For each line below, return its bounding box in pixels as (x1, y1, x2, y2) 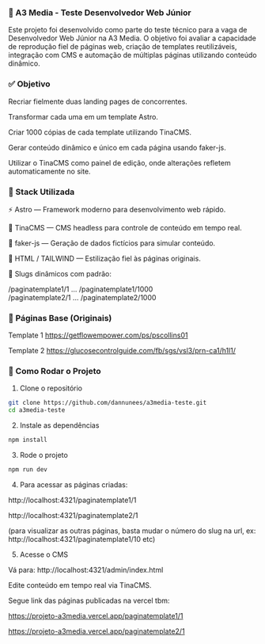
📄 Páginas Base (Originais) (8, 312, 112, 323)
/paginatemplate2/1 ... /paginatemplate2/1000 (8, 292, 157, 302)
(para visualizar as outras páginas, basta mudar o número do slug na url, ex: (8, 526, 256, 535)
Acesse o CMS (19, 550, 69, 559)
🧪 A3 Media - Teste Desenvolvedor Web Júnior (8, 7, 191, 18)
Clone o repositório (19, 383, 83, 393)
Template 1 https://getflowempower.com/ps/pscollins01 (8, 330, 188, 340)
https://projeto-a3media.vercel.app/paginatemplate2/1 (8, 626, 185, 636)
